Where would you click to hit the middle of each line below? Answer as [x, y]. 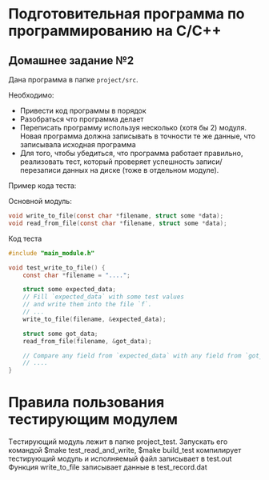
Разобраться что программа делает [82, 119]
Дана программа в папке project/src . [73, 80]
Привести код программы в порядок [83, 110]
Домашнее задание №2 [71, 60]
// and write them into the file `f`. [87, 305]
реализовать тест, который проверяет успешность [107, 162]
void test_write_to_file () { [57, 268]
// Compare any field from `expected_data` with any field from [132, 356]
